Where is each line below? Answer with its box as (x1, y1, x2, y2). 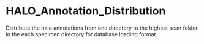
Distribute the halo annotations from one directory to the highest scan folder (6, 24, 198, 31)
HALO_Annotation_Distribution (6, 4, 166, 18)
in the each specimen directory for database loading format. (6, 30, 157, 37)
